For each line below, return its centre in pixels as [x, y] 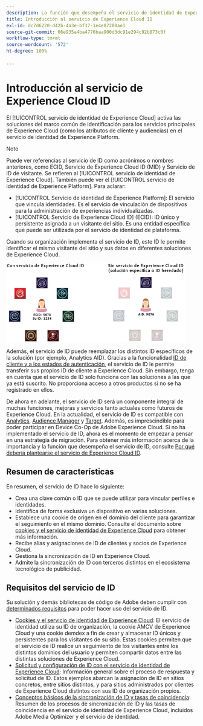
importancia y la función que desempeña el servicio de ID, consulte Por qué [101, 446]
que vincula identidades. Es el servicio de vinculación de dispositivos [101, 204]
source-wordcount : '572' [37, 45]
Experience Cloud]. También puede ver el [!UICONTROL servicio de [90, 180]
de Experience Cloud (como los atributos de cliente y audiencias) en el [94, 131]
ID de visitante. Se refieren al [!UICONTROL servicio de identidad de [91, 173]
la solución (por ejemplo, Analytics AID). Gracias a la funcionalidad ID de [96, 357]
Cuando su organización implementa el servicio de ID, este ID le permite [96, 241]
